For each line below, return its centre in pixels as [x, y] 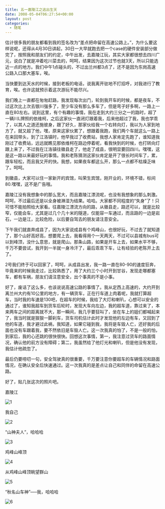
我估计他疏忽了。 [22, 348]
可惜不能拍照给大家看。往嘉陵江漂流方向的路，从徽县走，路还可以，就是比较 [82, 207]
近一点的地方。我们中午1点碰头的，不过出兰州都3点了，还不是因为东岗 [76, 67]
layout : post [18, 19]
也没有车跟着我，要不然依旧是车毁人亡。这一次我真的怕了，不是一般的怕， [84, 330]
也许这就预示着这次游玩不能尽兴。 [56, 90]
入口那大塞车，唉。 [33, 73]
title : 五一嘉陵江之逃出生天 [31, 10]
